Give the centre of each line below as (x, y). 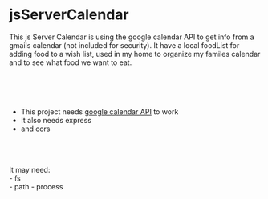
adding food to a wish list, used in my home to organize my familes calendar (135, 54)
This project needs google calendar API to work (99, 111)
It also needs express (56, 120)
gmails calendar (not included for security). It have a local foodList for (124, 45)
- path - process (36, 186)
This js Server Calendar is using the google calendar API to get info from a (132, 37)
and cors (35, 129)
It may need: (30, 169)
